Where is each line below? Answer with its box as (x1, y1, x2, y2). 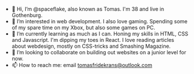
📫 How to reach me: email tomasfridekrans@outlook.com (11, 62, 153, 68)
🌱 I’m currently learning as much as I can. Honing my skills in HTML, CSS (11, 30, 189, 37)
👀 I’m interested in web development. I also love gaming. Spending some (11, 18, 188, 24)
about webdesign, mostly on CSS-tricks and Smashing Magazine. (11, 43, 171, 50)
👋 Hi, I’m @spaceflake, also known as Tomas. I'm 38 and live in (11, 6, 165, 12)
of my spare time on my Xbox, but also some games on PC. (11, 24, 156, 31)
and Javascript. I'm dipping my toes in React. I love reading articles (11, 37, 175, 43)
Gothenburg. (11, 12, 43, 19)
